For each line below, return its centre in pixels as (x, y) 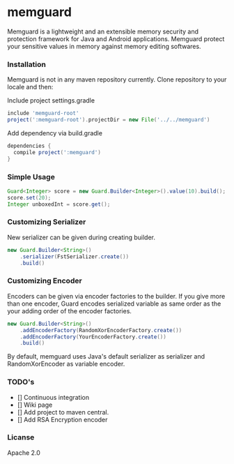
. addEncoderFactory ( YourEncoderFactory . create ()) (93, 337)
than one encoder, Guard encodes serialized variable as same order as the (114, 304)
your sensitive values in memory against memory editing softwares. (104, 46)
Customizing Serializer (47, 222)
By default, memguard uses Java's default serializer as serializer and (106, 357)
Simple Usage (31, 177)
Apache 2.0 (24, 452)
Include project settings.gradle (51, 100)
